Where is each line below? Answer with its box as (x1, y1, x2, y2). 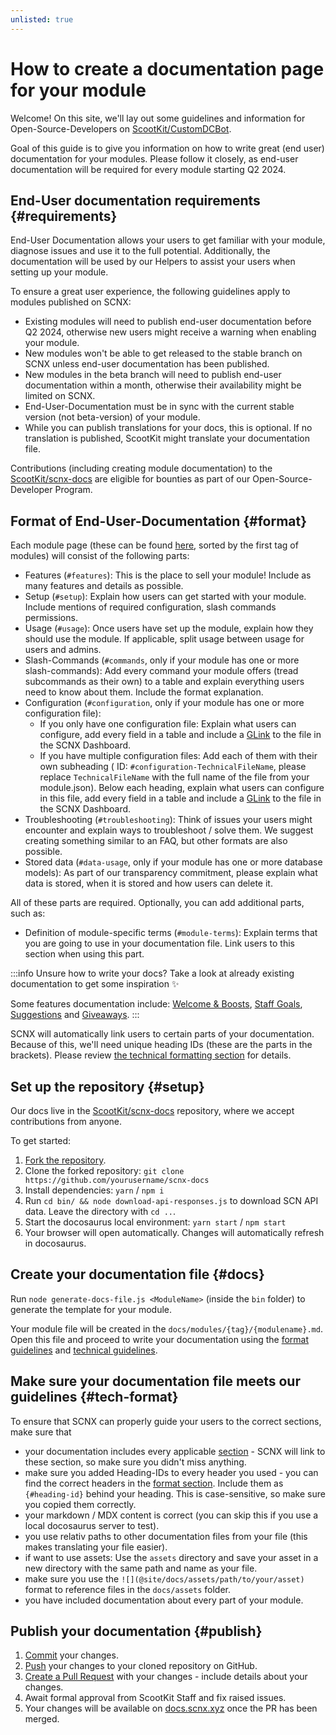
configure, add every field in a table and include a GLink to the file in (39, 729, 322, 741)
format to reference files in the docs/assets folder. (24, 1583, 232, 1595)
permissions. (24, 612, 78, 624)
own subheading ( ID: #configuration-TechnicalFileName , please (39, 761, 307, 773)
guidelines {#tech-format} (10, 1389, 179, 1406)
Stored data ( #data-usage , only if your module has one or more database (24, 856, 323, 868)
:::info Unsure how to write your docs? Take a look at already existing (10, 967, 295, 980)
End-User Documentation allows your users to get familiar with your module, (10, 234, 326, 246)
